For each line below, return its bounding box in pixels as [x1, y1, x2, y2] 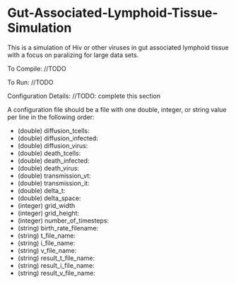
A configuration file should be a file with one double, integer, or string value [7, 105, 228, 113]
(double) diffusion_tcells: [17, 126, 90, 135]
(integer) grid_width [17, 201, 76, 209]
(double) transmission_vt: [17, 171, 91, 180]
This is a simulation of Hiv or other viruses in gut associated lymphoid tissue [7, 43, 230, 51]
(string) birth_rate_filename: [17, 223, 99, 232]
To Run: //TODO [7, 78, 54, 86]
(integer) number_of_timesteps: [17, 216, 110, 225]
